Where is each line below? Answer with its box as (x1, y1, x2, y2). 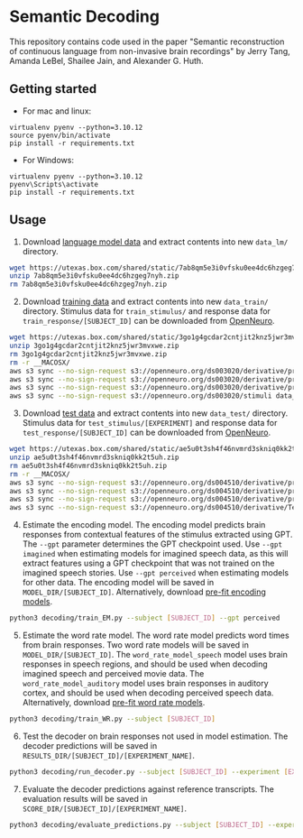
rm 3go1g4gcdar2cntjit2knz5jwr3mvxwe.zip (9, 349, 168, 358)
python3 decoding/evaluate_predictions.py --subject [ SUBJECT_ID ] (9, 820, 264, 829)
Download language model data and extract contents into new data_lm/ (22, 236, 289, 247)
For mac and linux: (22, 106, 92, 116)
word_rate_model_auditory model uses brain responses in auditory (22, 678, 269, 689)
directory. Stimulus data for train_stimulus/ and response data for (22, 306, 271, 317)
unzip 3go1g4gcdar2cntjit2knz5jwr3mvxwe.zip (9, 341, 179, 351)
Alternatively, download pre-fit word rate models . (22, 697, 206, 708)
